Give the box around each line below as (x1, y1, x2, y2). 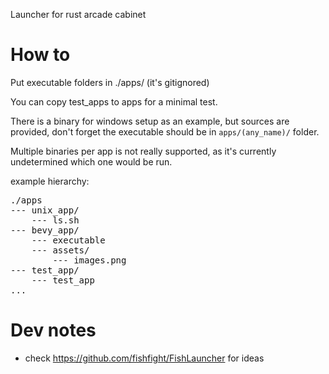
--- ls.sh (31, 214, 80, 226)
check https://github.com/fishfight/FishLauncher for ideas (24, 352, 265, 364)
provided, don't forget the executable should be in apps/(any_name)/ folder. (10, 125, 320, 138)
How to (10, 44, 71, 66)
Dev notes (10, 319, 97, 342)
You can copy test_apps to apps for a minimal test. (10, 95, 218, 108)
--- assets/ (31, 244, 90, 256)
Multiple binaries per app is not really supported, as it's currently (10, 145, 277, 157)
